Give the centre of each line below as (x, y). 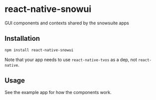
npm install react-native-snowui (39, 50)
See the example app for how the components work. (58, 93)
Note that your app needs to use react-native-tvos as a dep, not (71, 59)
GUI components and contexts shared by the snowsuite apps (67, 23)
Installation (22, 39)
